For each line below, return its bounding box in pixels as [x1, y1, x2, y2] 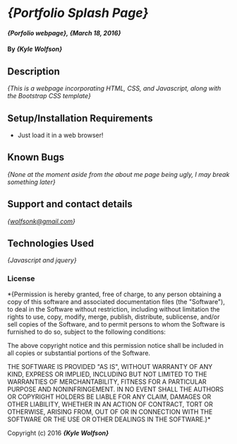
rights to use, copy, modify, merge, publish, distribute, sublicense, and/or [7, 312, 220, 321]
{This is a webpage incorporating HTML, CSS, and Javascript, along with [7, 84, 221, 93]
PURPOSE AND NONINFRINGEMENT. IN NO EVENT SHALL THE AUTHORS [7, 385, 224, 393]
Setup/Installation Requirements [7, 112, 153, 124]
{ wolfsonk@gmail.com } [7, 217, 76, 226]
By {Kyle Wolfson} [7, 45, 63, 54]
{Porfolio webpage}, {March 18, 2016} [7, 28, 121, 37]
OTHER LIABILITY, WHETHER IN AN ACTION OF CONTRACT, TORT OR [7, 399, 213, 408]
